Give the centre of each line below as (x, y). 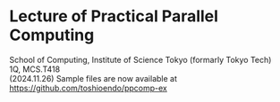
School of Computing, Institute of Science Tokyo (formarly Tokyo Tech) (140, 59)
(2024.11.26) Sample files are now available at (93, 78)
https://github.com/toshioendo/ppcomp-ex (88, 88)
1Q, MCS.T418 (35, 69)
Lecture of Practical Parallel (114, 16)
